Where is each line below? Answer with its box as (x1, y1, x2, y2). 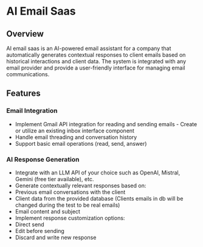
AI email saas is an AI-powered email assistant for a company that (6, 45, 171, 52)
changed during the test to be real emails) (15, 201, 120, 209)
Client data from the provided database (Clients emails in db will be (15, 195, 184, 202)
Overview (6, 29, 44, 39)
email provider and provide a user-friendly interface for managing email (6, 64, 185, 71)
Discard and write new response (15, 234, 97, 241)
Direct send (15, 221, 44, 228)
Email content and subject (15, 207, 81, 215)
